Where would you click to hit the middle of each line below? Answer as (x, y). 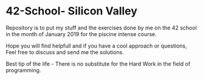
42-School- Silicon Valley (72, 11)
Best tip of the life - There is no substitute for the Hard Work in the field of (98, 64)
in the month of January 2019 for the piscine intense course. (81, 34)
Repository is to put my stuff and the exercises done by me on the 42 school (101, 28)
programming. (23, 70)
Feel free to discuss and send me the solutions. (65, 52)
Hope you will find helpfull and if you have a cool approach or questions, (96, 46)
